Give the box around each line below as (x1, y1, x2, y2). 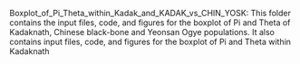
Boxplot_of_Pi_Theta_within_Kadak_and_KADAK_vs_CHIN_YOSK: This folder (9, 8, 292, 18)
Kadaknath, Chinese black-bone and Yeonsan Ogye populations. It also (9, 27, 275, 37)
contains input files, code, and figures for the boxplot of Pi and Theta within (9, 36, 292, 47)
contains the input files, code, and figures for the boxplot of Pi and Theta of (9, 17, 291, 28)
